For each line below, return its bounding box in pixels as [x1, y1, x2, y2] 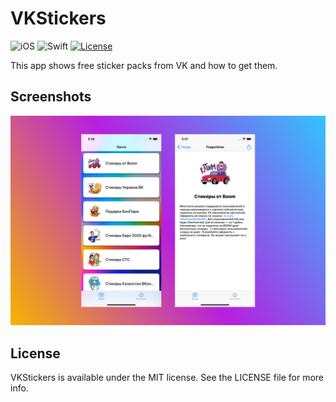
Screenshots [10, 88, 92, 106]
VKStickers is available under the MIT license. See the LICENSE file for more [10, 372, 325, 384]
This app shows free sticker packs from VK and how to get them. [10, 59, 278, 71]
